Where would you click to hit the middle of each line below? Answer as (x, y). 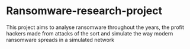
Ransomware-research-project (84, 11)
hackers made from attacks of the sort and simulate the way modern (90, 33)
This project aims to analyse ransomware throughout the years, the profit (95, 27)
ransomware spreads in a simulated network (60, 40)
